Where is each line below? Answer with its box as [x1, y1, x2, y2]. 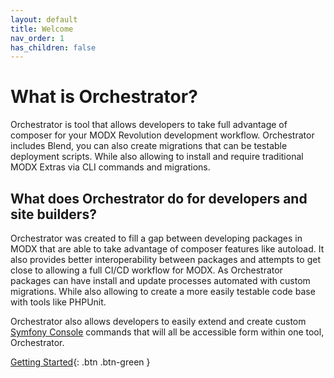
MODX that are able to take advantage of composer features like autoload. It [10, 243, 325, 255]
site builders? [10, 206, 97, 223]
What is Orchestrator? [10, 86, 198, 108]
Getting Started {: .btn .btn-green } [10, 356, 151, 368]
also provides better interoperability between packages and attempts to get [10, 254, 321, 265]
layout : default [10, 14, 78, 25]
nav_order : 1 [10, 33, 65, 43]
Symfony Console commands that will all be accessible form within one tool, [10, 326, 325, 338]
